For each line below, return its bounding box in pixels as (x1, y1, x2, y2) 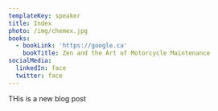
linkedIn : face (15, 64, 67, 72)
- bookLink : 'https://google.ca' (15, 42, 128, 50)
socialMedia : (8, 57, 52, 65)
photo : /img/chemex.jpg (8, 27, 88, 35)
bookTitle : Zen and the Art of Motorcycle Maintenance (23, 49, 211, 57)
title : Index (8, 19, 52, 27)
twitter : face (15, 72, 63, 80)
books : (8, 34, 31, 43)
